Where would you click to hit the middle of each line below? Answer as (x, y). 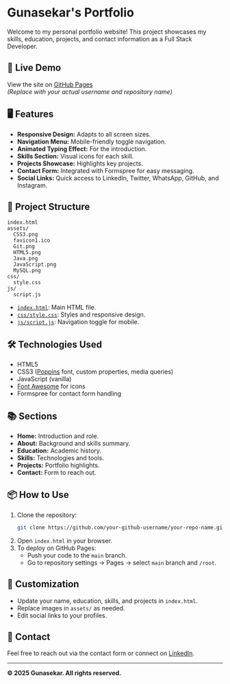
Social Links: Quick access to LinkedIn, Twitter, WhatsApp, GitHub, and (118, 178)
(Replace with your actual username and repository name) (90, 91)
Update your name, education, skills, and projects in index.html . (107, 601)
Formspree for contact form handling (69, 394)
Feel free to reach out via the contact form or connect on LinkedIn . (101, 653)
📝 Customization (43, 584)
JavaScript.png (35, 265)
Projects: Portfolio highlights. (58, 465)
